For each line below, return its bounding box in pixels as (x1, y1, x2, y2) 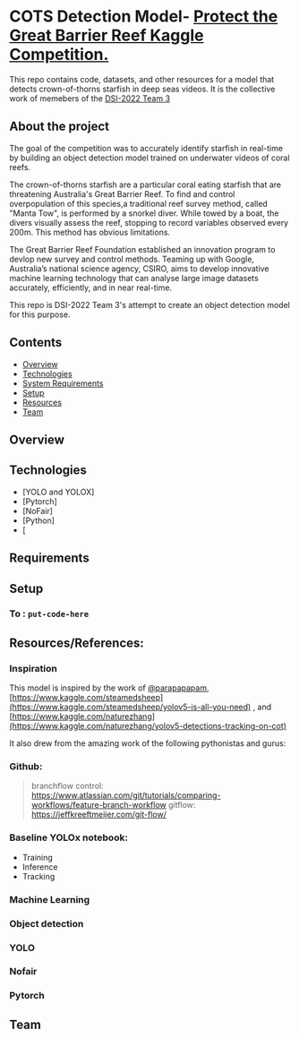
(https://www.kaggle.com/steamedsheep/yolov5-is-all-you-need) (9, 701, 252, 713)
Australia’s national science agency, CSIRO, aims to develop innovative (9, 262, 270, 274)
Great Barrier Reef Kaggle (9, 25, 204, 46)
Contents (9, 335, 63, 350)
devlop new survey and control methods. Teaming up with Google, (9, 253, 255, 264)
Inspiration (9, 662, 58, 674)
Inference (21, 862, 58, 872)
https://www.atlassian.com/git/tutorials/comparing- (30, 790, 221, 801)
